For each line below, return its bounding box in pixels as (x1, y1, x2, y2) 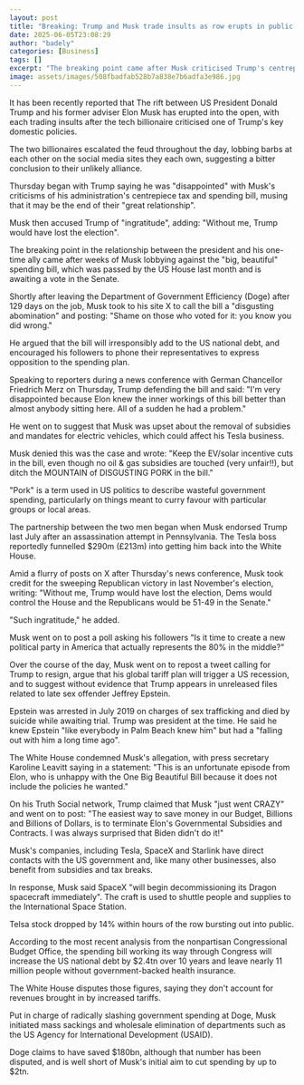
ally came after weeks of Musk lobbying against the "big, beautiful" (27, 254, 279, 265)
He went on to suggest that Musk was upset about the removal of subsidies (9, 421, 291, 431)
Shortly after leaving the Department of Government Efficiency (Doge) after (9, 291, 290, 302)
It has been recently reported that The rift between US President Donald (9, 97, 278, 108)
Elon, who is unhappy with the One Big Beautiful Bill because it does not (9, 771, 278, 782)
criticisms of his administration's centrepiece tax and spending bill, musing (9, 189, 288, 200)
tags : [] (9, 55, 43, 64)
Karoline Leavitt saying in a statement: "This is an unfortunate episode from (9, 761, 290, 772)
